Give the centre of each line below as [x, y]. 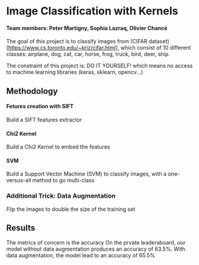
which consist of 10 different [156, 48]
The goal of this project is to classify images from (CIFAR [77, 41]
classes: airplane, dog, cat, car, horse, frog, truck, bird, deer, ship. [88, 54]
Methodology [32, 91]
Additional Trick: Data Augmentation [61, 196]
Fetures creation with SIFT [40, 106]
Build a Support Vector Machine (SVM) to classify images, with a [87, 174]
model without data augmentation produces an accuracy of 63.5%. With [96, 249]
